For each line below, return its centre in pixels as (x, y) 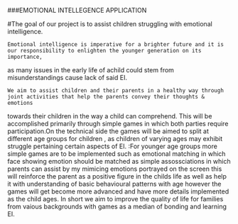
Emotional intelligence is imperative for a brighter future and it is (115, 45)
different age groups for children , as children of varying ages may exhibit (115, 139)
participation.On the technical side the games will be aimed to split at (108, 131)
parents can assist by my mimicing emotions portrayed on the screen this (115, 169)
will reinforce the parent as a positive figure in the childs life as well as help (117, 176)
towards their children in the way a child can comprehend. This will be (110, 116)
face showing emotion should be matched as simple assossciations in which (119, 161)
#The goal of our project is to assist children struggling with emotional (110, 24)
